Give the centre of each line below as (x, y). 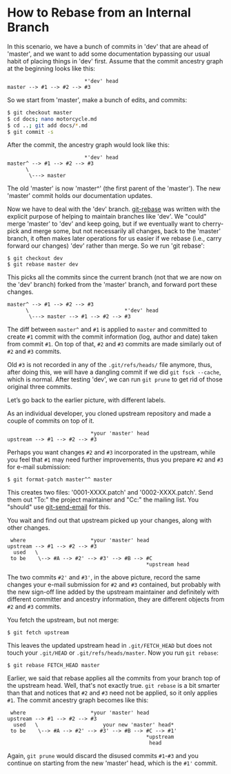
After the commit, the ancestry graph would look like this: (89, 145)
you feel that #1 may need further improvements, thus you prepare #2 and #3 (115, 459)
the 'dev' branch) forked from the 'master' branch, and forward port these (112, 285)
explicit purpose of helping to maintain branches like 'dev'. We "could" (107, 217)
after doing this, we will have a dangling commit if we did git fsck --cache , (114, 372)
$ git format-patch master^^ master (60, 480)
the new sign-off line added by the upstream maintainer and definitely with (113, 592)
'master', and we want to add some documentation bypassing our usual (109, 54)
